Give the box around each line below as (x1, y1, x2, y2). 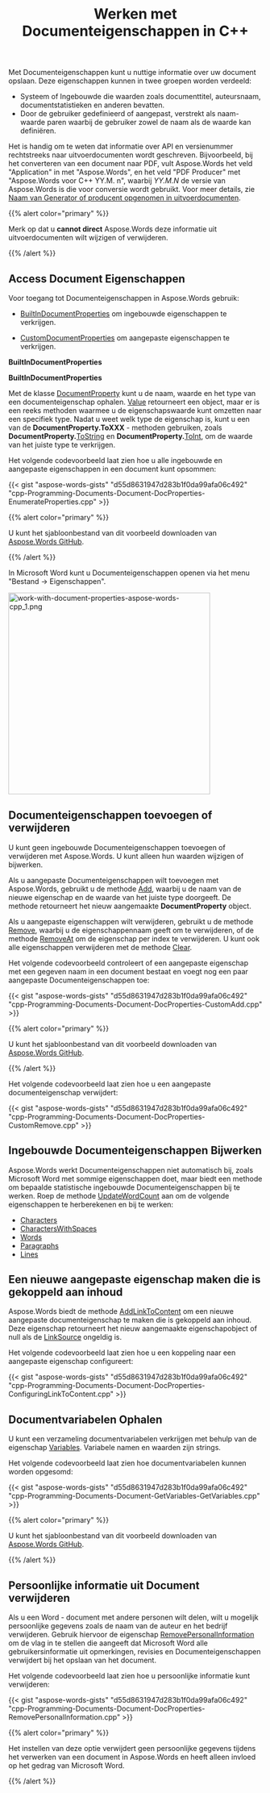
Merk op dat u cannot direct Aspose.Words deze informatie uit (8, 224, 218, 234)
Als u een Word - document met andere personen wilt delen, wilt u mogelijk (8, 1612, 260, 1622)
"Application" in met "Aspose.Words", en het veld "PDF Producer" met (8, 167, 241, 177)
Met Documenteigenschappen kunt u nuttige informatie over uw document (8, 68, 256, 77)
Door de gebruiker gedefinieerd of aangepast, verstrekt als (19, 109, 216, 119)
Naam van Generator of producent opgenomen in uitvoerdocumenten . (8, 193, 242, 202)
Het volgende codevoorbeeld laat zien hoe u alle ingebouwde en (8, 456, 223, 465)
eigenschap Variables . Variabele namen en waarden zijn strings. (8, 1443, 222, 1453)
